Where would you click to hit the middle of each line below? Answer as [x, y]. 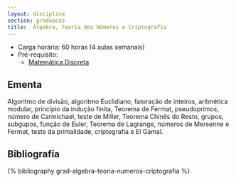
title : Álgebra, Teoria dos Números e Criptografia [87, 27]
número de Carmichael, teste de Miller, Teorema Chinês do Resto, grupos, [116, 117]
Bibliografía [34, 154]
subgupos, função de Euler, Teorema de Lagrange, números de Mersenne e [118, 124]
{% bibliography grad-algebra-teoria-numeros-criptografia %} [99, 171]
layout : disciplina [36, 14]
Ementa [25, 85]
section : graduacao [36, 21]
